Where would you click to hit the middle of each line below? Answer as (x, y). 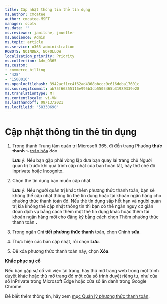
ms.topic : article (24, 42)
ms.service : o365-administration (40, 47)
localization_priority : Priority (40, 56)
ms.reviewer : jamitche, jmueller (40, 33)
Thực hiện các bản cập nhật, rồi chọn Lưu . (56, 241)
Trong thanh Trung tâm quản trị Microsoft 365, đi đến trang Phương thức (87, 146)
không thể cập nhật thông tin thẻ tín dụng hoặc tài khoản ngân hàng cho (86, 195)
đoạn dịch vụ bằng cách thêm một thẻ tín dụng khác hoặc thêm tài (81, 211)
